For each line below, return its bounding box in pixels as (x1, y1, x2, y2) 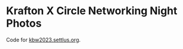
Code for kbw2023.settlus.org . (6, 36, 81, 43)
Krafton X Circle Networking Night (6, 4, 178, 18)
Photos (6, 17, 42, 30)
